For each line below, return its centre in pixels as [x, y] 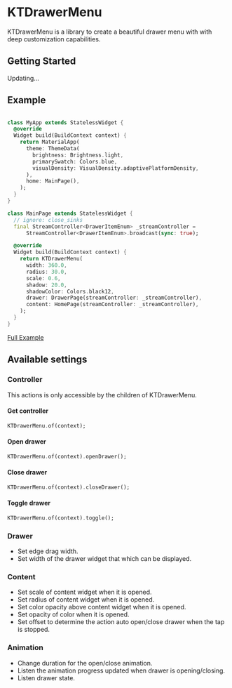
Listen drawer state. [46, 677]
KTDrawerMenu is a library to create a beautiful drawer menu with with [110, 32]
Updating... [23, 78]
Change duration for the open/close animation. [85, 663]
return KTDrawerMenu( [51, 259]
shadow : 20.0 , [47, 285]
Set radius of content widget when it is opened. [86, 600]
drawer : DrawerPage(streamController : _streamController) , [114, 298]
